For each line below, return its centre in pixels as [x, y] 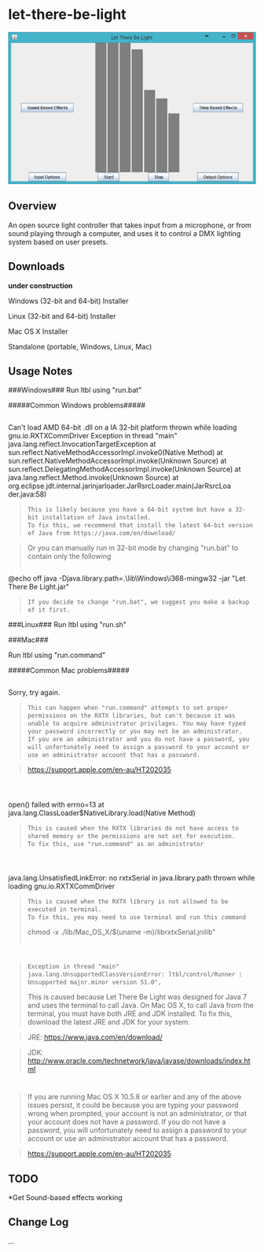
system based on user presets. [58, 242]
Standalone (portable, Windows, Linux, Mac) [80, 346]
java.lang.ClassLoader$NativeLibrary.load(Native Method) [102, 813]
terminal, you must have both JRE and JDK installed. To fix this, [130, 1014]
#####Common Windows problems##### [77, 405]
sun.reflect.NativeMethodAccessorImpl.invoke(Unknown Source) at [117, 461]
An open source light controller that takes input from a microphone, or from [130, 225]
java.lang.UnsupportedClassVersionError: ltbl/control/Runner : [135, 974]
